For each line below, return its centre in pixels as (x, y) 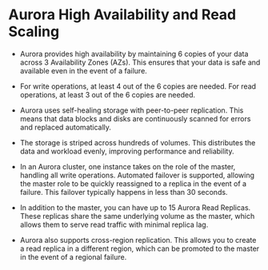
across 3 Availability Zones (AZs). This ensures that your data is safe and (140, 62)
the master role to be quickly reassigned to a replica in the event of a (133, 183)
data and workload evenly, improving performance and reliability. (127, 151)
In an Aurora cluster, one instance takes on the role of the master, (128, 166)
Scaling (34, 32)
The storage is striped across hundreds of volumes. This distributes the (138, 142)
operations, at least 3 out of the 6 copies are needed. (108, 94)
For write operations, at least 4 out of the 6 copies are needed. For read (138, 86)
